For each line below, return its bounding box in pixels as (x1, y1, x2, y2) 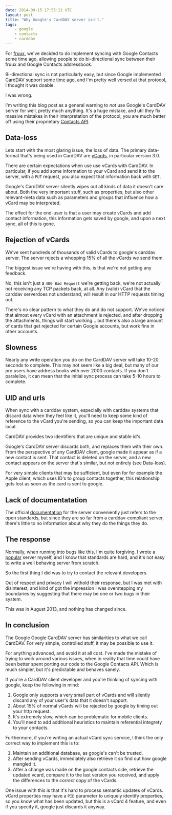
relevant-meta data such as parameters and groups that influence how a (5, 194, 158, 201)
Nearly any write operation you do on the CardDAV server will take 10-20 (5, 357, 159, 363)
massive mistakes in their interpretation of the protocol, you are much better (5, 113, 166, 119)
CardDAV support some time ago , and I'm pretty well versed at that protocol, (5, 77, 167, 83)
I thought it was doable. (5, 82, 55, 88)
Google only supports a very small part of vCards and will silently (12, 692, 150, 698)
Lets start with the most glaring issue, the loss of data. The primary (5, 147, 147, 153)
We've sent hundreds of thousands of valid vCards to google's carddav (5, 249, 156, 255)
